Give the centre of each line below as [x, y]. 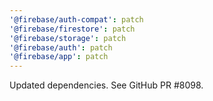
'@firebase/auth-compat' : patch [76, 19]
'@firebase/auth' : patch [61, 47]
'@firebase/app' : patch [59, 57]
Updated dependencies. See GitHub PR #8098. [106, 85]
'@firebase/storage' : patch [68, 38]
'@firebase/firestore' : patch [72, 29]
